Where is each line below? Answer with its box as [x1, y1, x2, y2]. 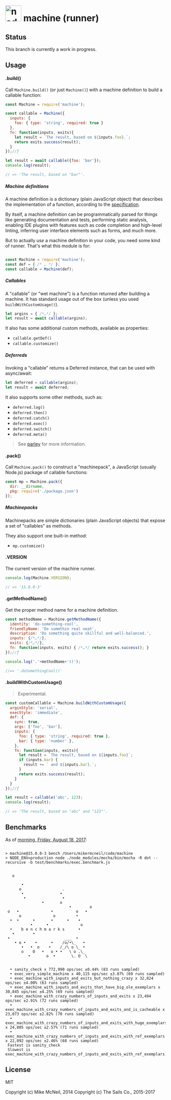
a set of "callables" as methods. [5, 522, 72, 529]
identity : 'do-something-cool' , [10, 621, 79, 626]
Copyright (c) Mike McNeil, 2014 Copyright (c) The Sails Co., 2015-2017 [5, 1089, 155, 1095]
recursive [5, 859, 26, 865]
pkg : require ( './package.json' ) [10, 488, 79, 494]
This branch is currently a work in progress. [5, 46, 97, 52]
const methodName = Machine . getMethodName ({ [5, 617, 101, 622]
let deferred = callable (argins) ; [5, 380, 79, 385]
